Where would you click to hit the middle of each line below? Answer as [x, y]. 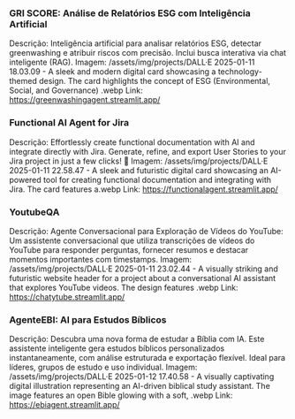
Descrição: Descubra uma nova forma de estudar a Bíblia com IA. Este [137, 339]
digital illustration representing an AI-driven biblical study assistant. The [140, 386]
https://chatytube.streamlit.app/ [67, 297]
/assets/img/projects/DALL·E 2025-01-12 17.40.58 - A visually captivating [142, 377]
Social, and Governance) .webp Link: [76, 90]
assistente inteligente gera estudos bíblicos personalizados [117, 348]
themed [23, 81]
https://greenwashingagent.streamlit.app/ [85, 100]
